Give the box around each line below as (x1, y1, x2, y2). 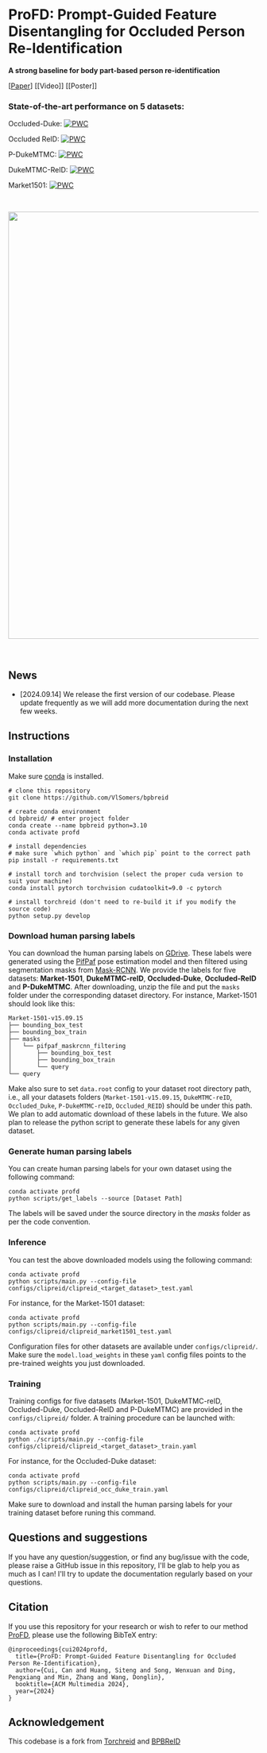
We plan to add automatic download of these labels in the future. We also (8, 1109, 248, 1119)
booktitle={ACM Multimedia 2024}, (15, 1680, 130, 1688)
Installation (8, 753, 53, 764)
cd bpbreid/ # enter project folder (8, 815, 130, 822)
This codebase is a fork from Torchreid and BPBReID (8, 1736, 181, 1746)
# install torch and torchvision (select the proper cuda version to (8, 870, 244, 878)
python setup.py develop (8, 911, 91, 919)
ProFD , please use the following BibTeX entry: (8, 1630, 157, 1639)
